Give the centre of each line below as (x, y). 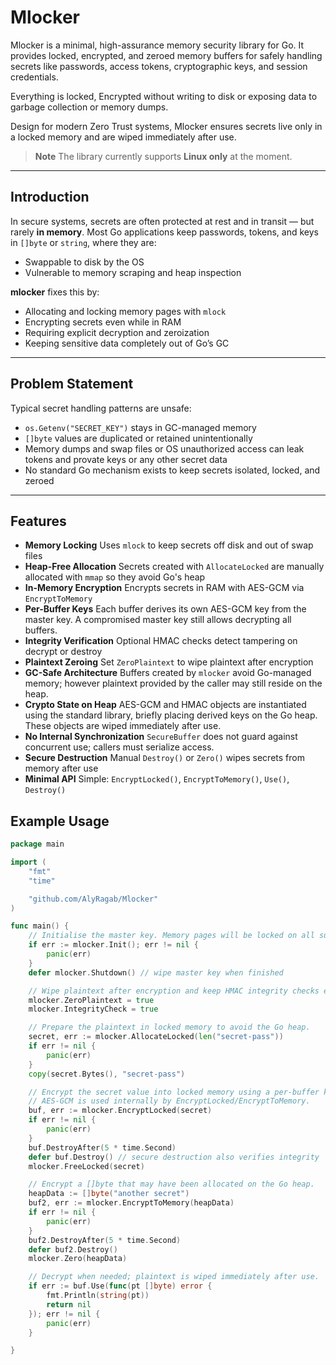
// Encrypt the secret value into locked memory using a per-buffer (174, 1092)
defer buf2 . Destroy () (73, 1249)
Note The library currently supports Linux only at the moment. (163, 156)
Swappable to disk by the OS (84, 262)
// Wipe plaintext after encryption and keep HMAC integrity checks (174, 991)
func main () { (40, 926)
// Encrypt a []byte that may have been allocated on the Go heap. (171, 1184)
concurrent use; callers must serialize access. (119, 747)
